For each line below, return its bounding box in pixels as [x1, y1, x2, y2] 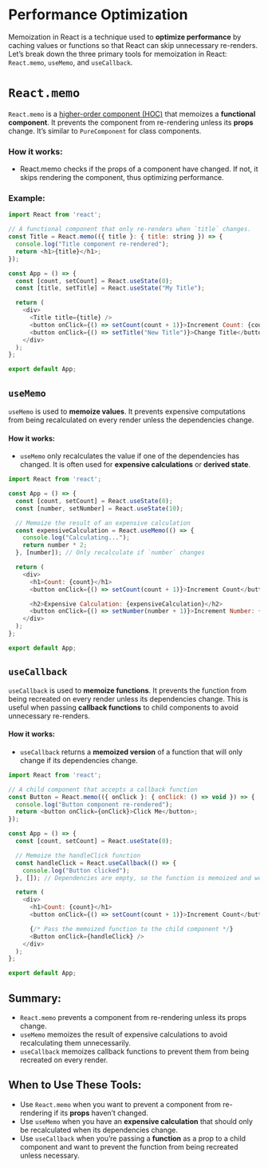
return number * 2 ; [22, 542, 88, 550]
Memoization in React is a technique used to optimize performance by [8, 32, 242, 42]
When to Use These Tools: [8, 1078, 142, 1092]
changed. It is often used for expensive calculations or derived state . [19, 460, 251, 470]
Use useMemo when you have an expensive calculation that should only [19, 1116, 254, 1126]
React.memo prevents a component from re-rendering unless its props [19, 1012, 247, 1022]
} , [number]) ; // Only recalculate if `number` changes [15, 549, 205, 557]
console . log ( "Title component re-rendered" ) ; [15, 240, 170, 249]
